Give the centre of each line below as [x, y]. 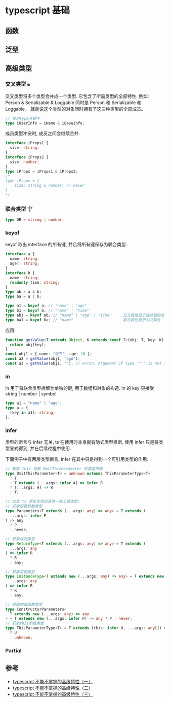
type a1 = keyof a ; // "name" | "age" [46, 306]
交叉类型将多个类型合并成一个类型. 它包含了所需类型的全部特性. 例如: [77, 96]
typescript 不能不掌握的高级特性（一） [53, 681]
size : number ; [25, 162]
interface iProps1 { [27, 143]
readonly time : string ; [35, 282]
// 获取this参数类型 [25, 623]
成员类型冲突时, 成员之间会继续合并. [43, 133]
